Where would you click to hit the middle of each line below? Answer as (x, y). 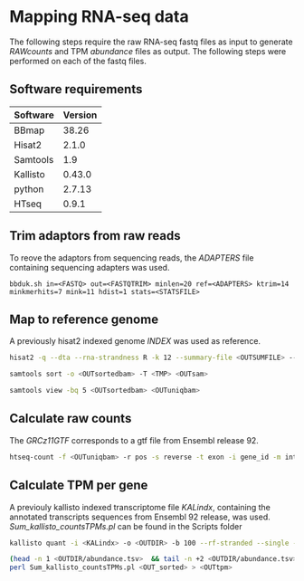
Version (80, 115)
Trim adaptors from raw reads (95, 236)
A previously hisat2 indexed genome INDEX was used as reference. (135, 341)
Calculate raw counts (71, 419)
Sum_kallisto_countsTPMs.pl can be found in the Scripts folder (126, 526)
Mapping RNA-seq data (99, 17)
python (29, 189)
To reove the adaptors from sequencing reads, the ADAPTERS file (132, 257)
